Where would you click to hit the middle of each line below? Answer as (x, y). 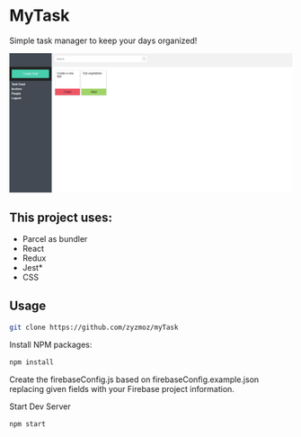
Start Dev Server (40, 406)
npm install (31, 362)
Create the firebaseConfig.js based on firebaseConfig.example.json (134, 379)
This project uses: (61, 217)
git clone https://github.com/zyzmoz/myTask (94, 328)
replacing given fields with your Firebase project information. (122, 388)
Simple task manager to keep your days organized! (103, 40)
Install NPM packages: (51, 344)
